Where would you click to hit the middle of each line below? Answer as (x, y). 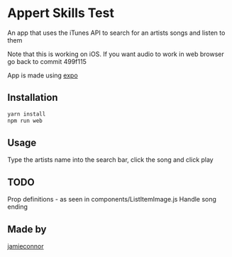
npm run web (25, 121)
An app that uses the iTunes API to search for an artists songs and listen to (116, 33)
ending (18, 207)
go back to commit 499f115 (47, 61)
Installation (33, 98)
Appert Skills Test (61, 13)
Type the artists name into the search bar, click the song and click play (111, 160)
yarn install (27, 114)
